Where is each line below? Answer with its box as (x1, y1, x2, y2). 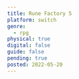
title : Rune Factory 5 (7, 10, 72, 17)
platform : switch (7, 16, 57, 23)
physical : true (7, 36, 51, 43)
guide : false (7, 49, 45, 56)
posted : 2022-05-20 (7, 61, 63, 68)
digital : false (7, 42, 51, 49)
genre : (7, 23, 26, 30)
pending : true (7, 55, 48, 62)
